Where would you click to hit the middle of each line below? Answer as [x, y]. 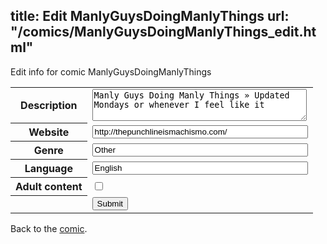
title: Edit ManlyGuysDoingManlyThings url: [150, 16]
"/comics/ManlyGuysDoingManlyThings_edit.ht [163, 32]
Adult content [49, 187]
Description [49, 106]
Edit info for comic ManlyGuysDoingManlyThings [111, 71]
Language [48, 169]
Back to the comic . [49, 228]
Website [49, 132]
